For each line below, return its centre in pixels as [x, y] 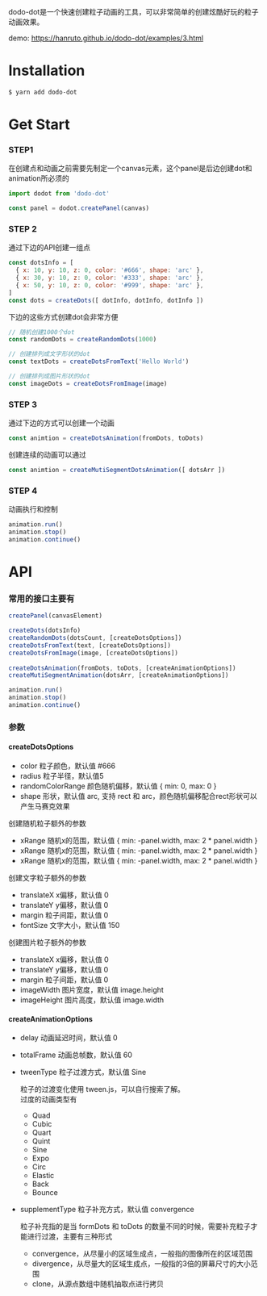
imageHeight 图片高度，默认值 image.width [92, 1000]
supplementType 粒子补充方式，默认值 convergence [107, 1210]
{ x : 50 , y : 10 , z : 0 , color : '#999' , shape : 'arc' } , [110, 285]
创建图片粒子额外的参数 [47, 943]
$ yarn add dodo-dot [43, 92]
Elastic [43, 1176]
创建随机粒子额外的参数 [47, 824]
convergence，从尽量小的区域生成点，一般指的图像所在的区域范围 [142, 1254]
